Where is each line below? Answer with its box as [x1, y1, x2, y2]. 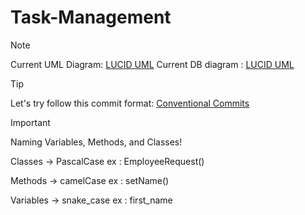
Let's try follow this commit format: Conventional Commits [10, 97, 250, 109]
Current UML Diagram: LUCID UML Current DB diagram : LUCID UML [10, 58, 295, 70]
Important [10, 116, 51, 128]
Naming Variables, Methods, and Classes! [10, 136, 183, 148]
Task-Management [10, 6, 172, 29]
